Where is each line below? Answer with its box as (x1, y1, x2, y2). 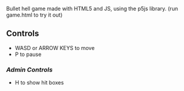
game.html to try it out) (6, 11, 63, 18)
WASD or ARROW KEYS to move (14, 44, 95, 51)
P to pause (14, 51, 42, 58)
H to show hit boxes (14, 79, 64, 86)
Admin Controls (6, 65, 53, 74)
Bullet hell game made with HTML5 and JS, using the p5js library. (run (6, 5, 178, 12)
